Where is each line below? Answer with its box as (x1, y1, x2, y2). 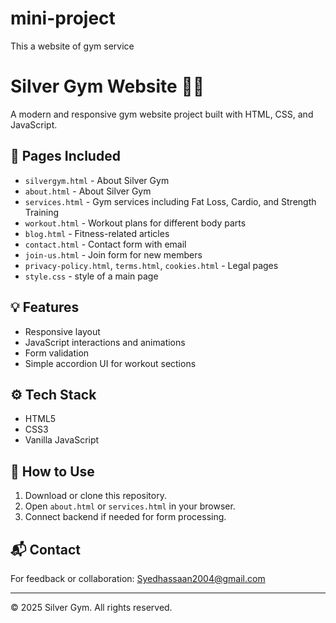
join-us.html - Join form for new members (24, 248, 203, 261)
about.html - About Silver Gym (24, 185, 152, 197)
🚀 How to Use (10, 463, 95, 480)
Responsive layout (24, 325, 101, 337)
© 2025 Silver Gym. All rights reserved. (10, 601, 173, 613)
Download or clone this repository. (24, 490, 167, 502)
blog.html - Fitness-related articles (24, 227, 170, 239)
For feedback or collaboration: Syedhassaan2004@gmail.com (10, 572, 266, 584)
